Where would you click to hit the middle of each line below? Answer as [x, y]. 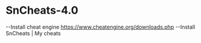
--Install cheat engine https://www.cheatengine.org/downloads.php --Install [100, 27]
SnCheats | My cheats [33, 33]
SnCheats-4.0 [42, 10]
